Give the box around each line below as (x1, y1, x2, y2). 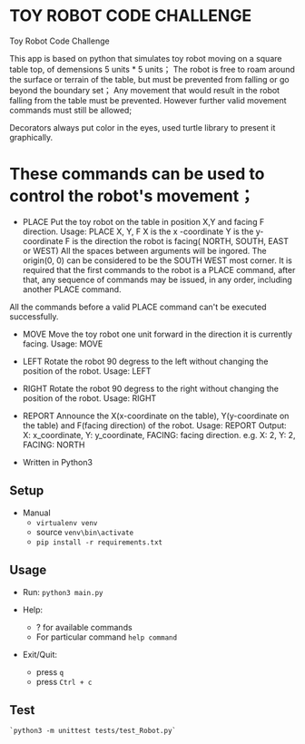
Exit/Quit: (22, 649, 57, 660)
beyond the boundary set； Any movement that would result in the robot (9, 84, 280, 95)
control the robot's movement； (9, 186, 256, 207)
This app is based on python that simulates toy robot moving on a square (9, 53, 282, 64)
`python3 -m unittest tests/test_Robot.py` (9, 727, 177, 736)
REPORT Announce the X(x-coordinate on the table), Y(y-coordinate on (22, 410, 290, 421)
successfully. (9, 310, 59, 322)
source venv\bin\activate (35, 526, 134, 537)
